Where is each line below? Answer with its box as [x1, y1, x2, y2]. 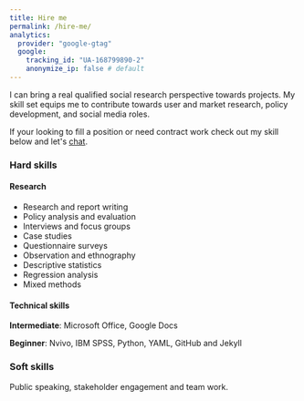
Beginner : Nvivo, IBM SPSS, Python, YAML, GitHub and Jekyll [9, 338, 242, 349]
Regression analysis [22, 270, 99, 280]
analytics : [9, 30, 51, 39]
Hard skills [9, 159, 58, 171]
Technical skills [9, 300, 70, 311]
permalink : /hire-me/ [9, 22, 92, 31]
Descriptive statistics [22, 260, 102, 270]
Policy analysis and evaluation [22, 211, 137, 221]
